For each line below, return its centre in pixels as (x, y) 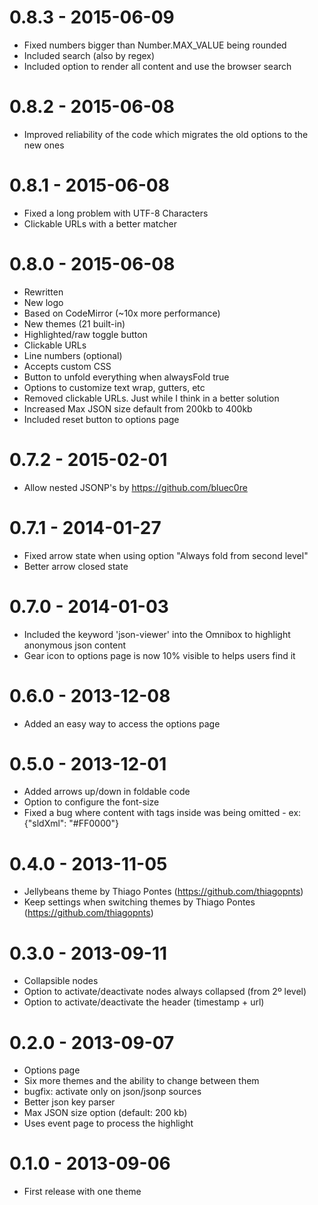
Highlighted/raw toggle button (85, 334)
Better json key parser (69, 1102)
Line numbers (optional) (73, 355)
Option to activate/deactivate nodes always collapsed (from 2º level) (165, 992)
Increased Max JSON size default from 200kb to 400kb (138, 408)
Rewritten (43, 292)
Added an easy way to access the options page (122, 723)
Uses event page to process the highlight (108, 1123)
